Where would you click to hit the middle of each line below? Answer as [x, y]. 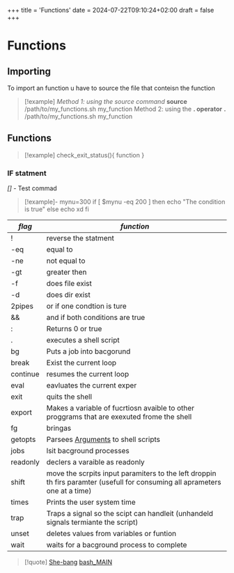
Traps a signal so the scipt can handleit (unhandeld [130, 514]
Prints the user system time [91, 503]
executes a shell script [83, 340]
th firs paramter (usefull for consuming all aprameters [134, 482]
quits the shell [69, 397]
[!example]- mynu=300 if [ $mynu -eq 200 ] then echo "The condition [125, 202]
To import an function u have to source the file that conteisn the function [111, 88]
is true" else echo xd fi [56, 209]
